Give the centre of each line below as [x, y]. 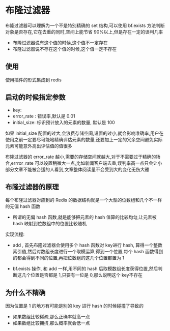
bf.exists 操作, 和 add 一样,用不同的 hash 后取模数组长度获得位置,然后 [85, 269]
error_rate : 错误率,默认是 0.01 [44, 116]
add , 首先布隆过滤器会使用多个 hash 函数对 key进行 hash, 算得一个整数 [88, 245]
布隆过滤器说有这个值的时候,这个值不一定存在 [60, 42]
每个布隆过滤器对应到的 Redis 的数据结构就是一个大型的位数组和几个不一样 [84, 200]
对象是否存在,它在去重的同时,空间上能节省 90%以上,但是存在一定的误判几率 [84, 32]
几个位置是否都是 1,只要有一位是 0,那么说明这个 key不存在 [82, 275]
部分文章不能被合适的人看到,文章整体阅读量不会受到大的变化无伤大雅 [77, 169]
